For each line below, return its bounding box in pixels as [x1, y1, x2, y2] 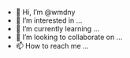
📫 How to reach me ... [15, 42, 89, 50]
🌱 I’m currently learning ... [15, 24, 100, 33]
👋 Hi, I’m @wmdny [15, 8, 76, 16]
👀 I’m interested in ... [15, 16, 83, 25]
